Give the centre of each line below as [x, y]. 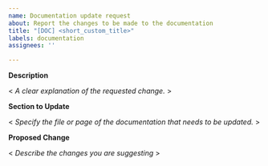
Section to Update [39, 107]
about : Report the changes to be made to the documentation [111, 23]
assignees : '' [32, 46]
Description [28, 75]
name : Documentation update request [69, 16]
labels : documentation [46, 38]
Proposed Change [39, 138]
